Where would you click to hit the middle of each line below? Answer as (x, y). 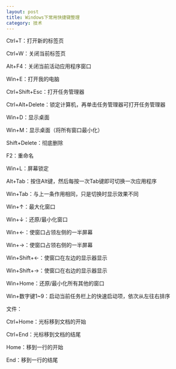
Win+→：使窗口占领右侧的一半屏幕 (50, 245)
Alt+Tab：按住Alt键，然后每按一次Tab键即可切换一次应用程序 (82, 181)
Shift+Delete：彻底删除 (35, 143)
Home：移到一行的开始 (35, 347)
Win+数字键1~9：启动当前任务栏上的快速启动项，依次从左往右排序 (88, 296)
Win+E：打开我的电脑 (33, 79)
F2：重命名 (20, 156)
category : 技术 (24, 23)
